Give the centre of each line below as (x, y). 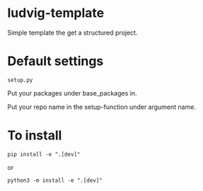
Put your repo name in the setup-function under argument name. (102, 107)
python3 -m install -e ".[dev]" (55, 180)
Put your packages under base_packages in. (72, 93)
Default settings (56, 61)
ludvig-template (56, 13)
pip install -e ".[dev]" (44, 154)
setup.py (20, 80)
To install (35, 135)
